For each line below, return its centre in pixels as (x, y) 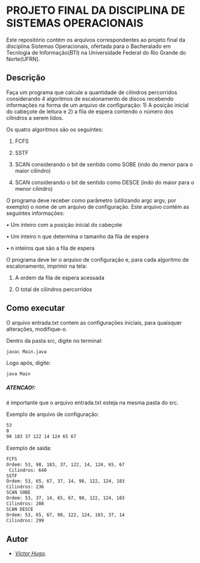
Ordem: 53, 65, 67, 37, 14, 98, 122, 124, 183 (65, 481)
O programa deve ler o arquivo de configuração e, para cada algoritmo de (98, 259)
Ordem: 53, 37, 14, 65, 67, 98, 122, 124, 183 (65, 498)
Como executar (35, 308)
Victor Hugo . (31, 553)
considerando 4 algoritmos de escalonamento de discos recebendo (90, 98)
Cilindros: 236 (25, 487)
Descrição (26, 78)
